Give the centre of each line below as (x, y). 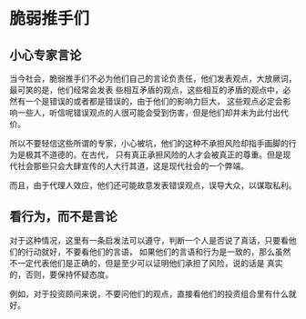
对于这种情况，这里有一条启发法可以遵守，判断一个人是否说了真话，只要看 (149, 240)
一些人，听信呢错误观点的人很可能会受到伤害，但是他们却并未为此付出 (148, 113)
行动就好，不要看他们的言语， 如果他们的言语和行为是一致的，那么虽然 (158, 252)
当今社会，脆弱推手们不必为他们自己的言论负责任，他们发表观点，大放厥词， (153, 79)
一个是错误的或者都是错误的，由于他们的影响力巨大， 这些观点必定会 (154, 101)
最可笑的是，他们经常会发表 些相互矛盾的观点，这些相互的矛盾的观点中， (146, 90)
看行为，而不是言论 (63, 217)
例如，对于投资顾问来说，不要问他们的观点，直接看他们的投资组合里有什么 (149, 294)
